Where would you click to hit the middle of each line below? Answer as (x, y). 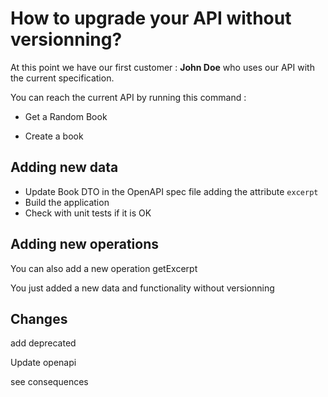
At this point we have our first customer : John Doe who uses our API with (162, 67)
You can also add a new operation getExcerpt (104, 268)
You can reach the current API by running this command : (128, 97)
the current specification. (62, 78)
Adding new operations (84, 244)
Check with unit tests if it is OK (88, 213)
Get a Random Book (66, 116)
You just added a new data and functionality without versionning (142, 288)
